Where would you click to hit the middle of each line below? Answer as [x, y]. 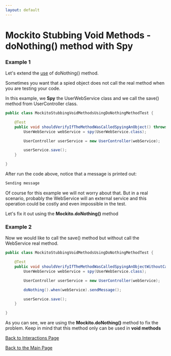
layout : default [22, 10]
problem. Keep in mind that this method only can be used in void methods [83, 328]
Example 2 [19, 226]
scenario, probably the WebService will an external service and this [76, 198]
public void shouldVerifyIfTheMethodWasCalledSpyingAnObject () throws [91, 127]
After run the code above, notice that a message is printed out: [71, 174]
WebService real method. [32, 243]
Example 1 [18, 62]
